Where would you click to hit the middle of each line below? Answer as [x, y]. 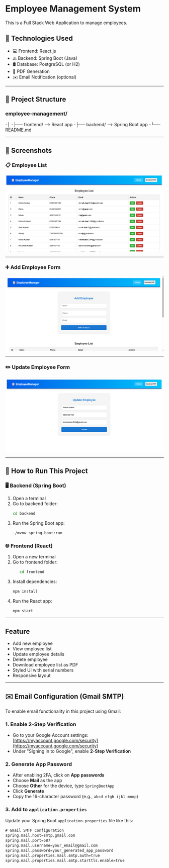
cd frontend [32, 572]
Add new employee [32, 643]
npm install [25, 592]
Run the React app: [32, 601]
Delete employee [30, 659]
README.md [18, 130]
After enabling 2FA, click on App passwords [58, 775]
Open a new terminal [34, 557]
